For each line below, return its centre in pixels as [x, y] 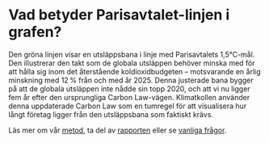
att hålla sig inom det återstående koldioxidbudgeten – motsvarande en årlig [134, 71]
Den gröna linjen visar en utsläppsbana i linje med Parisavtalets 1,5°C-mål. [132, 54]
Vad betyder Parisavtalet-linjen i [119, 15]
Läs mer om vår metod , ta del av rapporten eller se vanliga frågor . [118, 130]
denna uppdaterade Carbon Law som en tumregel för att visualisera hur [128, 106]
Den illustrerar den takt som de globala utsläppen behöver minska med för [132, 63]
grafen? [35, 32]
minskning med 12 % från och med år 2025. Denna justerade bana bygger [131, 80]
